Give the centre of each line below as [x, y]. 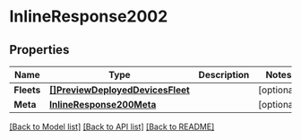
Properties [39, 50]
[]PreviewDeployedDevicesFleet [119, 90]
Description [224, 75]
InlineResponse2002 [89, 17]
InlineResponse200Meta [103, 105]
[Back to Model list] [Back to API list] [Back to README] [112, 127]
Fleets [27, 90]
